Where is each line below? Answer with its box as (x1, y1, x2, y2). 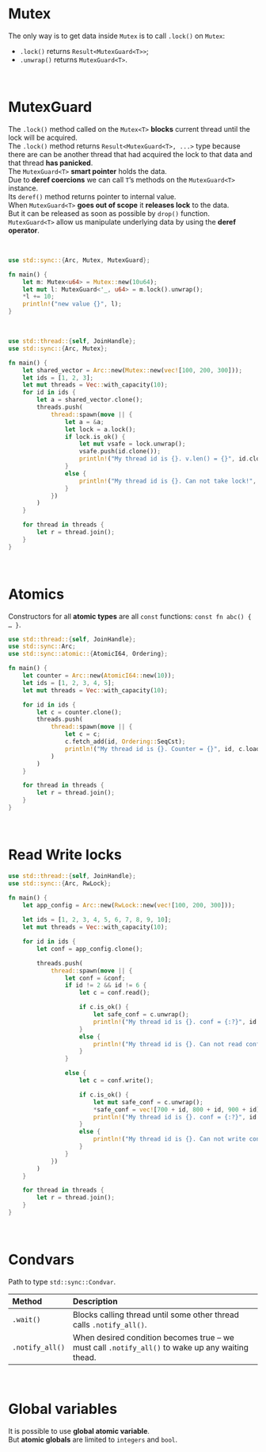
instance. (8, 183, 39, 193)
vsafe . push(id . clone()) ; (78, 448, 161, 456)
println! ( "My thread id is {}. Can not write (93, 1135, 246, 1143)
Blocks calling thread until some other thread (72, 1309, 240, 1320)
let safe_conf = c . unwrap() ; (93, 1011, 190, 1019)
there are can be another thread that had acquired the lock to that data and (8, 149, 253, 159)
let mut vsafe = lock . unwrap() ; (78, 440, 186, 449)
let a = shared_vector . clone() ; (36, 396, 144, 404)
